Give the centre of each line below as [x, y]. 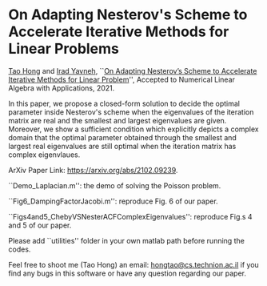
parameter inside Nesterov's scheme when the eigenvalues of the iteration [131, 112]
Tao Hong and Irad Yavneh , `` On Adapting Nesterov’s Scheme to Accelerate [133, 70]
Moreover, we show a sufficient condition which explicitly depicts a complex [133, 129]
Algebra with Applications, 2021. [62, 88]
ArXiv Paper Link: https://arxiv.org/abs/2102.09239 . [93, 170]
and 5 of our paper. [40, 225]
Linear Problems [64, 49]
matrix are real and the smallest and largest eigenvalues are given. [118, 120]
